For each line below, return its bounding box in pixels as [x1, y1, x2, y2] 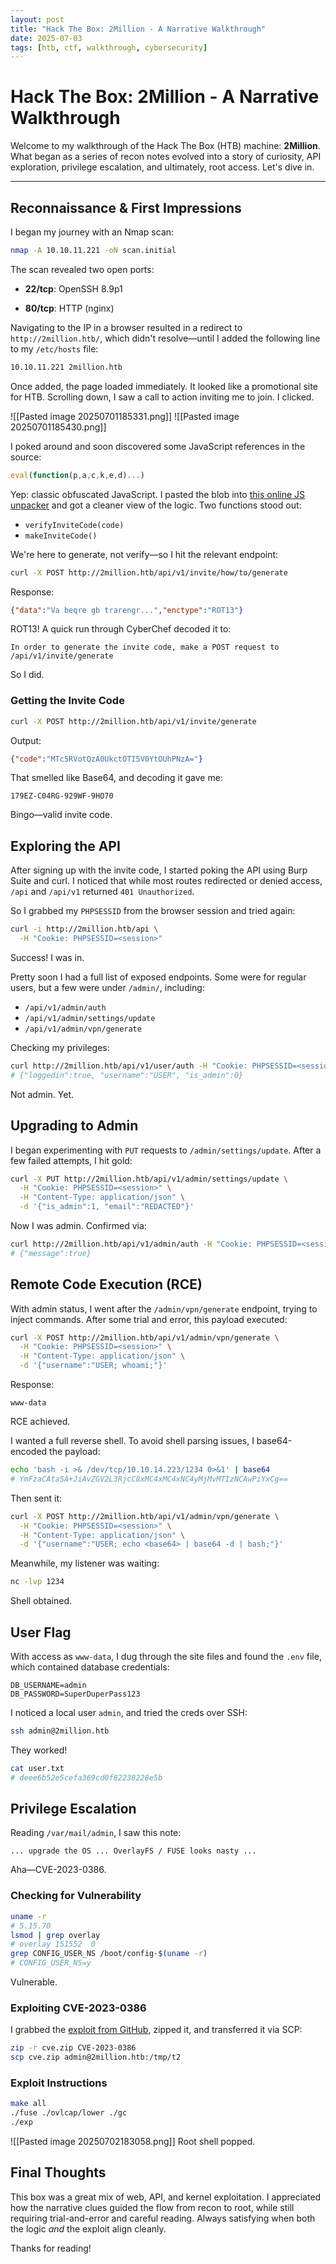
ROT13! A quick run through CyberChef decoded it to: [10, 623, 232, 635]
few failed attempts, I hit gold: [10, 1154, 133, 1166]
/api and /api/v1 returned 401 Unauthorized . [10, 886, 195, 898]
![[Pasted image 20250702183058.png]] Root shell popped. [10, 2136, 256, 2147]
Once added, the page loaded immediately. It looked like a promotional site [10, 380, 318, 392]
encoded [10, 1446, 48, 1458]
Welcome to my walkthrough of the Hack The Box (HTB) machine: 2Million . [10, 140, 321, 152]
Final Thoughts [10, 2164, 107, 2181]
